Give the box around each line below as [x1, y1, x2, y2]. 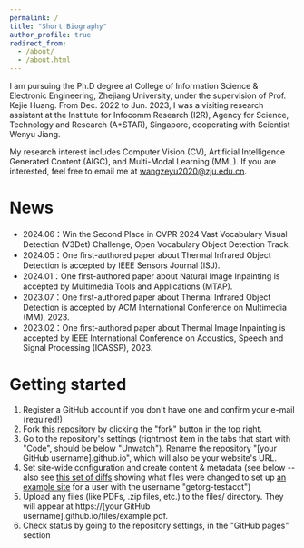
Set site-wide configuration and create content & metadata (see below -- [22, 462, 296, 473]
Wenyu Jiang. [9, 129, 61, 139]
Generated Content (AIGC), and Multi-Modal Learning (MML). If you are [9, 156, 277, 166]
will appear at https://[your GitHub [22, 501, 151, 512]
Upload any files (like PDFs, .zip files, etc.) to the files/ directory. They [22, 491, 284, 502]
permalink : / [9, 13, 59, 23]
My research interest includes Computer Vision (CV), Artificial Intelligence [9, 146, 286, 157]
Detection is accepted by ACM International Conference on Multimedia [22, 302, 288, 313]
